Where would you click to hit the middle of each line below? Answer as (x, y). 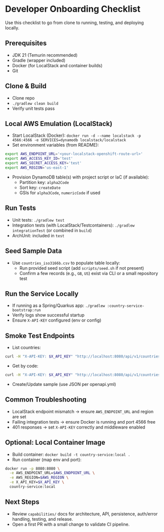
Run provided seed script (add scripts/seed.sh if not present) (82, 268)
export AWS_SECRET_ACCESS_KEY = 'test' (43, 163)
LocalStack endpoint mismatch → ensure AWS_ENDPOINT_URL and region (83, 411)
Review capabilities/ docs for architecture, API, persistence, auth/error (85, 514)
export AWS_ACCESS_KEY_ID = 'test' (39, 159)
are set (19, 417)
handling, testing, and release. (42, 519)
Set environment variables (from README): (55, 145)
